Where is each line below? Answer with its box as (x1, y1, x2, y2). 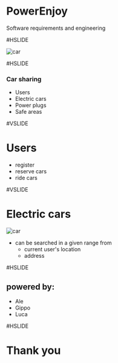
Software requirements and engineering (6, 24, 106, 32)
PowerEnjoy (6, 4, 68, 18)
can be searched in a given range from (15, 239, 112, 247)
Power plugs (15, 102, 47, 109)
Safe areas (15, 108, 42, 116)
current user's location (24, 246, 81, 253)
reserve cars (15, 168, 47, 175)
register (15, 161, 35, 168)
